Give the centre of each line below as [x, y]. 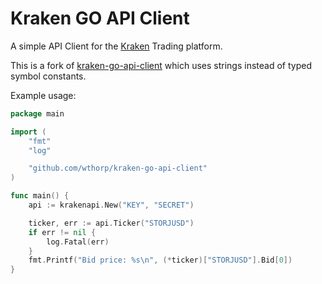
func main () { [40, 196]
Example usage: [43, 95]
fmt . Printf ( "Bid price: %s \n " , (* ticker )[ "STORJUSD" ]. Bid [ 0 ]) [160, 260]
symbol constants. [48, 76]
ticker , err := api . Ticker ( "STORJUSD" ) [111, 223]
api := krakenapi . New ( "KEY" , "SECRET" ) [111, 205]
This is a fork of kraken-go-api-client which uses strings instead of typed [161, 65]
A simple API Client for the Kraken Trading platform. [116, 46]
